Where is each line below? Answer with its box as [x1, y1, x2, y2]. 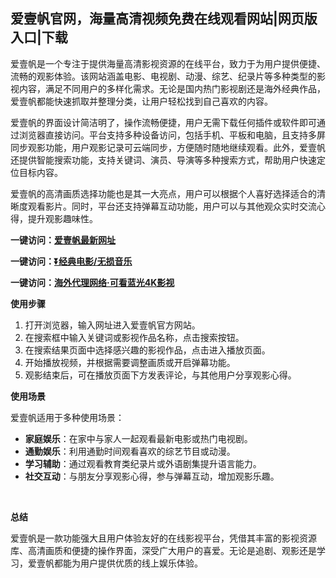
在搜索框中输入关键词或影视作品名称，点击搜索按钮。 [24, 331, 245, 343]
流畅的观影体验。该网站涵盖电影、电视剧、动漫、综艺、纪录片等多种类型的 [10, 70, 317, 82]
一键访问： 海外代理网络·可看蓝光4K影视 [10, 276, 175, 288]
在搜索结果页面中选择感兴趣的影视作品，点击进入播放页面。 [24, 344, 271, 356]
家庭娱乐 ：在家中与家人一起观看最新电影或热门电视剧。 [24, 432, 253, 444]
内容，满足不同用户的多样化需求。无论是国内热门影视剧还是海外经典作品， [18, 82, 326, 94]
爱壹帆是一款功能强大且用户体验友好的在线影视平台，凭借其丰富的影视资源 [10, 532, 317, 544]
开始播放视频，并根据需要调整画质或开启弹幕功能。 [24, 356, 236, 368]
